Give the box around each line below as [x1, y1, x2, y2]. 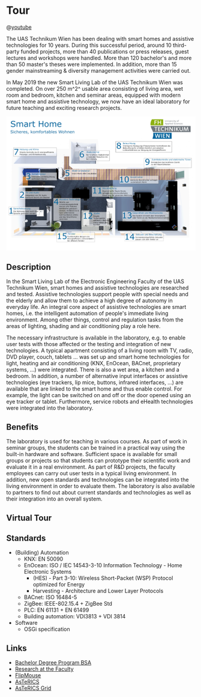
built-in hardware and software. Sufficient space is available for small [6, 451, 178, 458]
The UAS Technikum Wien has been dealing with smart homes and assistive [6, 35, 194, 42]
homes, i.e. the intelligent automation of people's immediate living [6, 310, 169, 317]
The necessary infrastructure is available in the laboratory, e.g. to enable [6, 334, 186, 341]
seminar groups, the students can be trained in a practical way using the [6, 444, 185, 451]
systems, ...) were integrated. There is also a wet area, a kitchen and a [6, 366, 180, 373]
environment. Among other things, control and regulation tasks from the [6, 316, 184, 323]
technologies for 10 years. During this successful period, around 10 [6, 41, 172, 49]
